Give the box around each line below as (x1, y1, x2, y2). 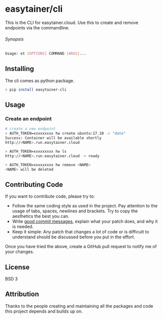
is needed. (12, 224, 34, 229)
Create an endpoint (5, 115, 52, 122)
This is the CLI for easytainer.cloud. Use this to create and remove (5, 20, 139, 25)
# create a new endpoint (5, 126, 56, 132)
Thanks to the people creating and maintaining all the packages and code (5, 303, 153, 309)
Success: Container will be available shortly (5, 136, 102, 140)
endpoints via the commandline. (5, 24, 70, 30)
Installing (5, 65, 34, 73)
